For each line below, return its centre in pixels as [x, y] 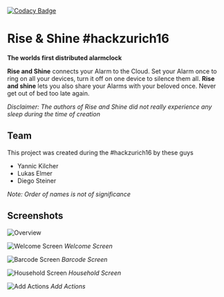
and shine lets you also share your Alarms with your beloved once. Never [112, 86]
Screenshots [35, 216]
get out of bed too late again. [48, 93]
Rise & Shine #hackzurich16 [88, 39]
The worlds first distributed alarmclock [65, 57]
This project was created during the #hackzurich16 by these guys [100, 152]
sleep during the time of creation [54, 114]
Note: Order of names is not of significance [69, 194]
